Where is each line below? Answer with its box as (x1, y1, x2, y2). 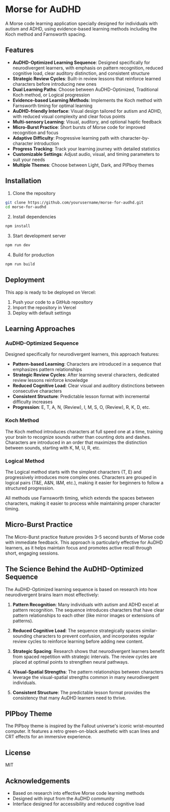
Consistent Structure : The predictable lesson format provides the (12, 689, 150, 695)
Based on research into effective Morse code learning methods (12, 790, 145, 796)
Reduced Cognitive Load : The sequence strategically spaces (12, 627, 141, 633)
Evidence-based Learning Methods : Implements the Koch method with (12, 97, 163, 103)
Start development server (12, 233, 66, 239)
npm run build (5, 262, 35, 267)
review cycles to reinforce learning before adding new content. (12, 638, 144, 644)
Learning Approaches (5, 324, 75, 333)
